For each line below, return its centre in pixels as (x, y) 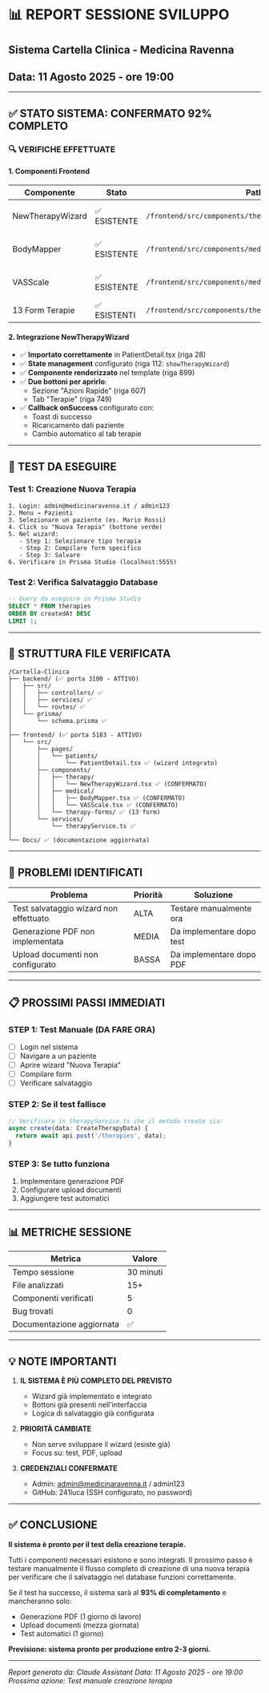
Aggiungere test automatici (64, 1198)
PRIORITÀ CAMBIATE (56, 1428)
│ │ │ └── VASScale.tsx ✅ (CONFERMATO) (93, 806)
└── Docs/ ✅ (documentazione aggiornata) (79, 840)
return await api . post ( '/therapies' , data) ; (91, 1136)
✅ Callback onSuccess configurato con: (87, 408)
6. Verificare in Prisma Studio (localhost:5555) (93, 562)
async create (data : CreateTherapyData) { (78, 1129)
